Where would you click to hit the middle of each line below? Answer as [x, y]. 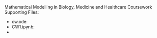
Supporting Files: [22, 12]
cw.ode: [20, 22]
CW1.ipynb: [23, 27]
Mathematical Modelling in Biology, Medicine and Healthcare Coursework [78, 7]
